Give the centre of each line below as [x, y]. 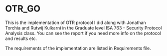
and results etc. [21, 38]
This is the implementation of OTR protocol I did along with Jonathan [76, 22]
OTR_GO [23, 9]
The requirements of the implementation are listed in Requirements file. [78, 48]
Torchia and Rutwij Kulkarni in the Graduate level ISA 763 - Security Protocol [83, 27]
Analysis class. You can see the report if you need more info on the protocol [83, 33]
